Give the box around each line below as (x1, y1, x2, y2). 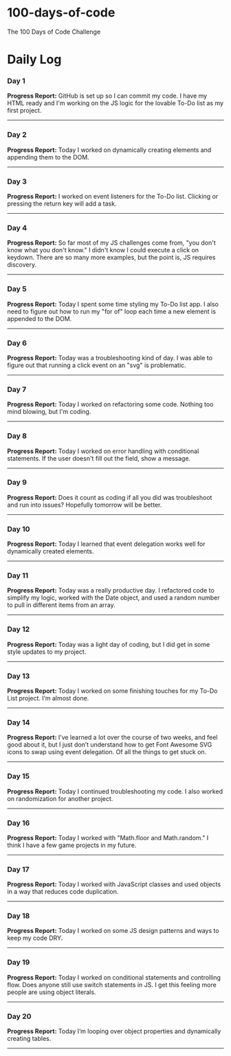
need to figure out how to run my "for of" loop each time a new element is (7, 307, 217, 316)
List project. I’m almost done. (7, 694, 89, 702)
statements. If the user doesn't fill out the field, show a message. (7, 454, 191, 462)
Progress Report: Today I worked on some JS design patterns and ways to (7, 927, 219, 935)
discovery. (7, 261, 37, 269)
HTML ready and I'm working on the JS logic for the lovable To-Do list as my (7, 99, 224, 107)
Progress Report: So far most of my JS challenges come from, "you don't (7, 239, 217, 247)
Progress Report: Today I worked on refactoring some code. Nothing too (7, 400, 214, 408)
